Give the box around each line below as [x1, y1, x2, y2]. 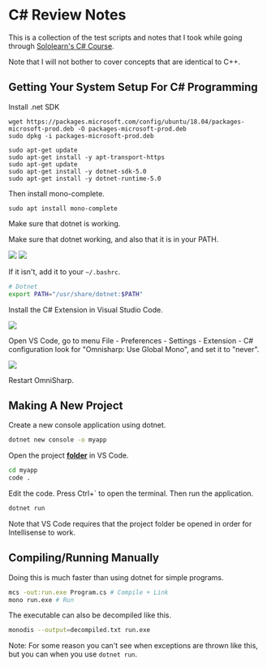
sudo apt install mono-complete [8, 204, 118, 213]
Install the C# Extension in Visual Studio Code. [8, 304, 164, 314]
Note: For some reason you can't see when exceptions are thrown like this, [8, 641, 258, 651]
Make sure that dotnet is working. [8, 218, 121, 228]
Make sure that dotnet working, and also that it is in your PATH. [8, 234, 219, 244]
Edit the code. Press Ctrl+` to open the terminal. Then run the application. [8, 488, 254, 498]
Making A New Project [8, 398, 123, 412]
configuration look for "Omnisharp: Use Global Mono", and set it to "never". [8, 344, 260, 354]
